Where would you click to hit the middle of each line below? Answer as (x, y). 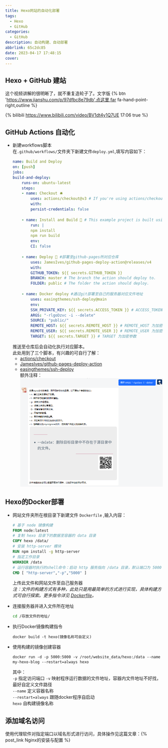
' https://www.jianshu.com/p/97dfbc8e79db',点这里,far (61, 100)
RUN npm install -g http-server (46, 552)
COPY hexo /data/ (30, 541)
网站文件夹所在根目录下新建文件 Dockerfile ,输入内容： (69, 515)
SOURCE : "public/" (50, 321)
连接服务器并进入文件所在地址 (43, 606)
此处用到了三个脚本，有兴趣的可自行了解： (56, 353)
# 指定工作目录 (26, 557)
